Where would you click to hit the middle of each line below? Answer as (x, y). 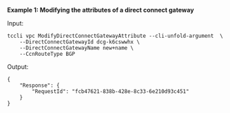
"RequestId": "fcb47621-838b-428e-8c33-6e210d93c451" (111, 92)
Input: (15, 23)
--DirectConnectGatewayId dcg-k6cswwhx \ (80, 42)
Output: (18, 67)
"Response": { (40, 85)
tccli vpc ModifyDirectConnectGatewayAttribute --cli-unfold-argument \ (115, 36)
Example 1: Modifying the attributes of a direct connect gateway (101, 10)
